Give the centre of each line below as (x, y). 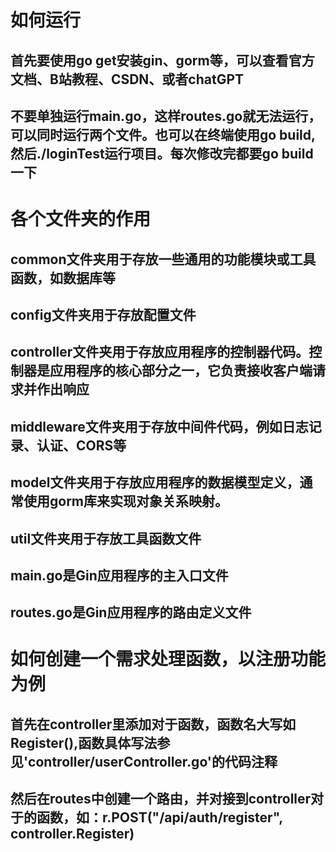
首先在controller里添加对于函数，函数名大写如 (153, 724)
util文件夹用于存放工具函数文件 (106, 538)
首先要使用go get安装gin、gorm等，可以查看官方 (162, 60)
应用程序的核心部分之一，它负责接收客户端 (181, 371)
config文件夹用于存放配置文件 (103, 314)
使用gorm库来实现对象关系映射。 (126, 501)
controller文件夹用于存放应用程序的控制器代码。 (160, 352)
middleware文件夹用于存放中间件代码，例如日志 (159, 426)
